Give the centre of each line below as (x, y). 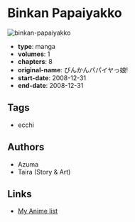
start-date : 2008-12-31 (52, 78)
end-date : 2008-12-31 (50, 85)
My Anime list (38, 211)
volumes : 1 (34, 54)
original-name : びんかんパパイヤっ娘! (73, 70)
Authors (26, 147)
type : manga (36, 46)
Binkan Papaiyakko (65, 13)
